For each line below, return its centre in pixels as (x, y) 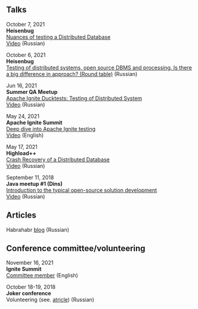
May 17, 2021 (22, 146)
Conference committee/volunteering (76, 248)
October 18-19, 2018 (31, 287)
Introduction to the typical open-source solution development (82, 190)
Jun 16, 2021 (21, 85)
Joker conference (29, 293)
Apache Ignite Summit (34, 123)
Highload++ (21, 153)
